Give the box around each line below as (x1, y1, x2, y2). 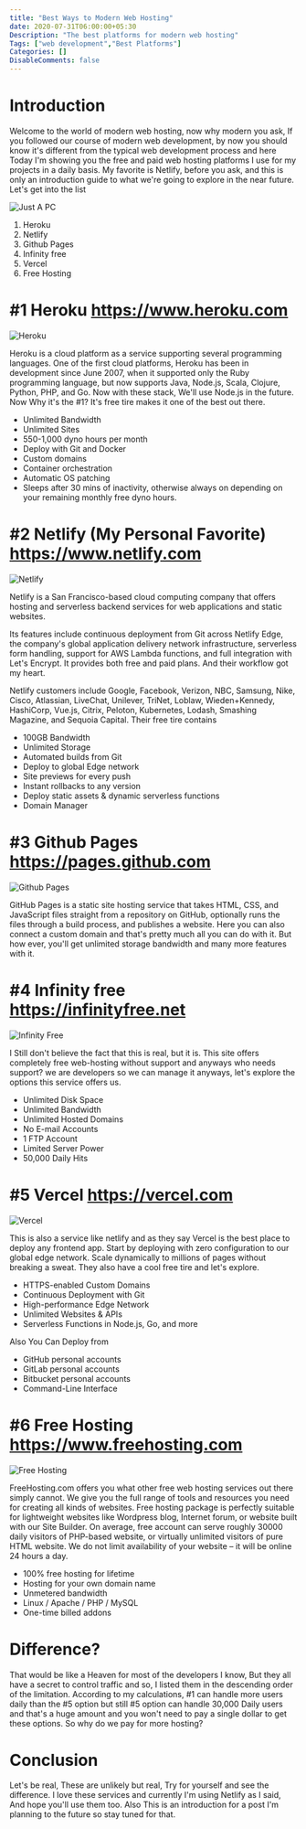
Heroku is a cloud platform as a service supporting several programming (9, 348, 282, 358)
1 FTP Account (22, 1133, 78, 1144)
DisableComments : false (9, 56, 100, 65)
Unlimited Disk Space (22, 1094, 104, 1105)
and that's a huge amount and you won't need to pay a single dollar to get (9, 1707, 288, 1719)
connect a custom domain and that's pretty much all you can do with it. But (9, 928, 292, 939)
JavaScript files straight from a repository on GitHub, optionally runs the (9, 909, 280, 920)
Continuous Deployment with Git (22, 1289, 145, 1300)
